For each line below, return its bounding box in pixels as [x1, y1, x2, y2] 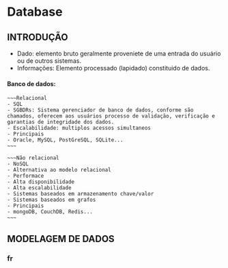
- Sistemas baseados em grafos [7, 196, 96, 204]
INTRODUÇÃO [7, 31, 68, 43]
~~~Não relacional [7, 155, 59, 161]
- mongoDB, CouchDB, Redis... [7, 209, 94, 215]
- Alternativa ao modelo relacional [7, 167, 111, 174]
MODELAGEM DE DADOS [7, 233, 115, 245]
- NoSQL [7, 161, 29, 167]
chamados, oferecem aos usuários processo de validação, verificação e [7, 113, 215, 120]
